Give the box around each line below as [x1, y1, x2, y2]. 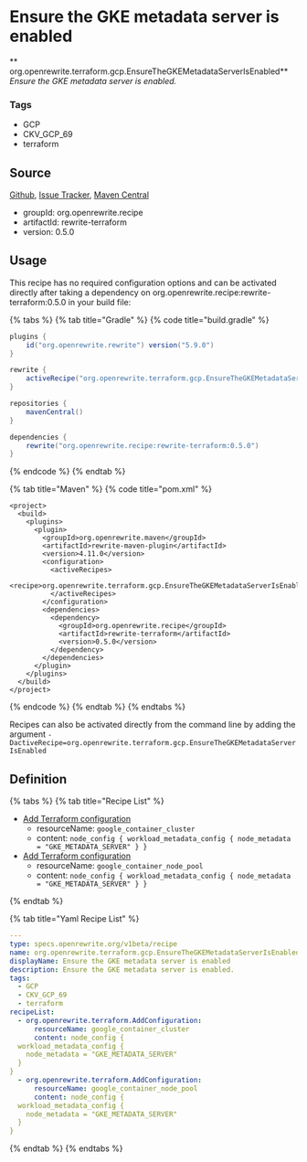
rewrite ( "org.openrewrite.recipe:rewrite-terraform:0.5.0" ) [26, 441, 259, 450]
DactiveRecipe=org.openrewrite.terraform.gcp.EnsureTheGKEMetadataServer [9, 739, 297, 748]
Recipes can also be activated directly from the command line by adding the [9, 720, 296, 730]
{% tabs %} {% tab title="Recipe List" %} [9, 795, 164, 806]
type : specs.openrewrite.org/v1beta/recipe [9, 940, 178, 949]
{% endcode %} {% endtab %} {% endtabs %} [9, 701, 185, 712]
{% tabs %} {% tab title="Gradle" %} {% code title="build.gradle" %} [9, 314, 270, 325]
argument [9, 729, 47, 740]
